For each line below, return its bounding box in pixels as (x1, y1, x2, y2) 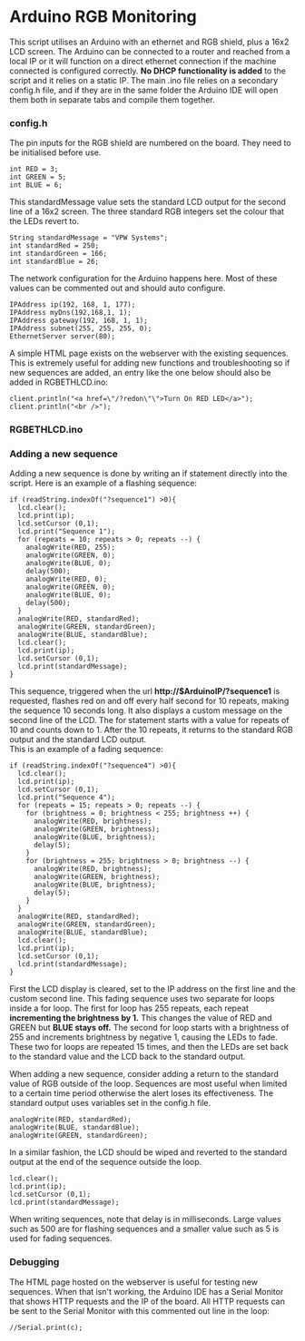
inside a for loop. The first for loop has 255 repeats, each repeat (9, 1003, 250, 1013)
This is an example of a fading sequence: (9, 744, 163, 755)
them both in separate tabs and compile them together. (9, 93, 215, 105)
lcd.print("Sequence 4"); (17, 793, 116, 802)
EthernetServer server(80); (9, 332, 116, 341)
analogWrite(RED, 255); (25, 543, 116, 553)
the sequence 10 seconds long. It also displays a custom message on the (9, 705, 283, 716)
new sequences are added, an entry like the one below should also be (9, 367, 271, 378)
